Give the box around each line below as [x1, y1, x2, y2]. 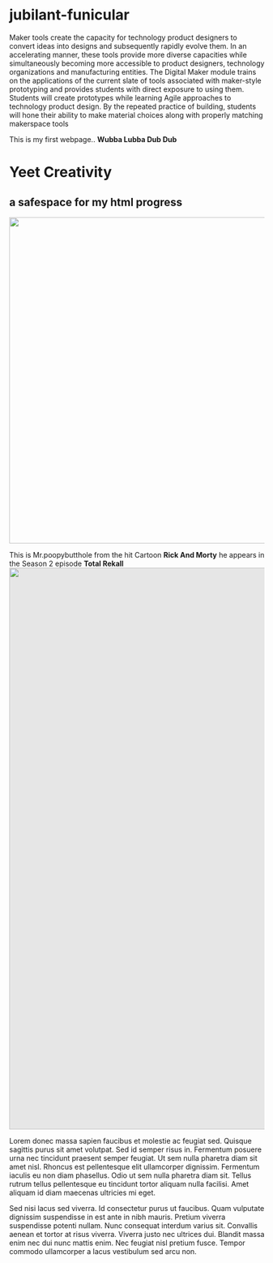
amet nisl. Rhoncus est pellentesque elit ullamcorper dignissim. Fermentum [9, 1162, 260, 1171]
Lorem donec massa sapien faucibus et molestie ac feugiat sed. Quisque [9, 1136, 252, 1145]
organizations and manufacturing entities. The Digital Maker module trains [9, 67, 257, 76]
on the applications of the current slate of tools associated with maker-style [9, 75, 262, 85]
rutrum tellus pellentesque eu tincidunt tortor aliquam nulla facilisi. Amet [9, 1179, 250, 1188]
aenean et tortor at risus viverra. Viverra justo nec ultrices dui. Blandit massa [9, 1229, 265, 1239]
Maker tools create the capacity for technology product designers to [9, 32, 237, 42]
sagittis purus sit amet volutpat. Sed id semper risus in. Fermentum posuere [9, 1144, 262, 1154]
